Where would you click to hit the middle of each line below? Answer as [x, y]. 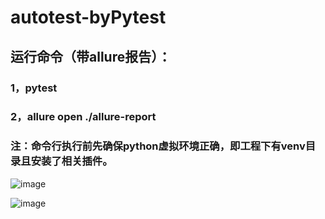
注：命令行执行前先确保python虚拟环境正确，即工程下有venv [158, 146]
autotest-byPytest [88, 17]
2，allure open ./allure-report [83, 117]
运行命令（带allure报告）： [91, 56]
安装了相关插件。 [71, 161]
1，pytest [34, 88]
